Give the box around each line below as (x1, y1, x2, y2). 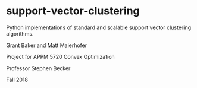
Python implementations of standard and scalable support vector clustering (6, 24, 192, 31)
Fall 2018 (6, 76, 29, 83)
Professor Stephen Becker (6, 64, 71, 72)
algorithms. (6, 30, 34, 37)
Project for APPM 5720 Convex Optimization (6, 53, 115, 60)
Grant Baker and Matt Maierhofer (6, 42, 87, 49)
